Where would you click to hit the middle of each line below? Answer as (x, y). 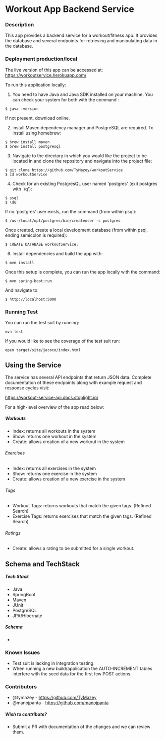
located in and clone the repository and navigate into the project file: (82, 161)
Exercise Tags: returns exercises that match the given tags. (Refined (82, 516)
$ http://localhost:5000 (31, 299)
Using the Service (33, 365)
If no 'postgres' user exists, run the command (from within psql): (71, 211)
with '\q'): (22, 189)
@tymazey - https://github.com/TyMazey (54, 698)
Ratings (13, 533)
